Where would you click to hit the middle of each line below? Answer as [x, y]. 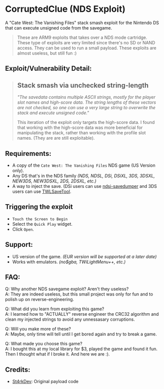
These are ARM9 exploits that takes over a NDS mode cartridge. [82, 37]
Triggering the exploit [39, 207]
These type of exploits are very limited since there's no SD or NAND [86, 42]
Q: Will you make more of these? [38, 329]
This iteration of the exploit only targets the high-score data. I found [86, 122]
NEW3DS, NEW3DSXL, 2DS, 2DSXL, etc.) [54, 181]
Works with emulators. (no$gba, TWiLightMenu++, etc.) [69, 262]
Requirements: [28, 153]
